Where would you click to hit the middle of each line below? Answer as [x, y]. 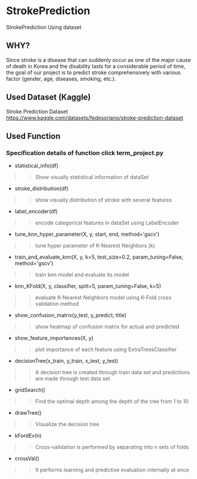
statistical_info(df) [36, 166]
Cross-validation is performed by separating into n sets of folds [112, 447]
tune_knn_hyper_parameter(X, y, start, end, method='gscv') [87, 234]
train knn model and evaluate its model [82, 275]
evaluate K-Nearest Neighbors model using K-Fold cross [103, 298]
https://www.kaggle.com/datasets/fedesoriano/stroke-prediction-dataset [95, 118]
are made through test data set [73, 379]
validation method [57, 304]
